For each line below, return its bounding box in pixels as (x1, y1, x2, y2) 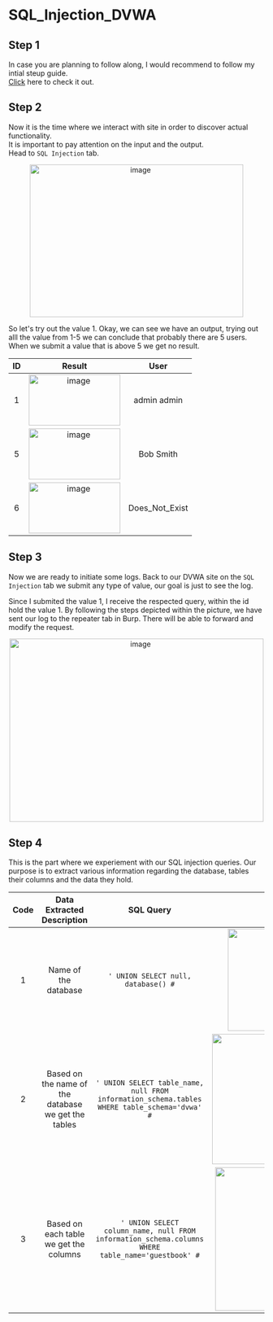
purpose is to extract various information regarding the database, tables (8, 866, 249, 876)
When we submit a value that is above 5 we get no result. (8, 340, 201, 351)
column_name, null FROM (104, 1227, 197, 1236)
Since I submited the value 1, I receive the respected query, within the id (8, 596, 249, 606)
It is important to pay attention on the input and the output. (8, 139, 205, 149)
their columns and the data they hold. (8, 875, 134, 885)
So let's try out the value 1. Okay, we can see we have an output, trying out (8, 323, 258, 333)
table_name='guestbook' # (99, 1251, 201, 1260)
